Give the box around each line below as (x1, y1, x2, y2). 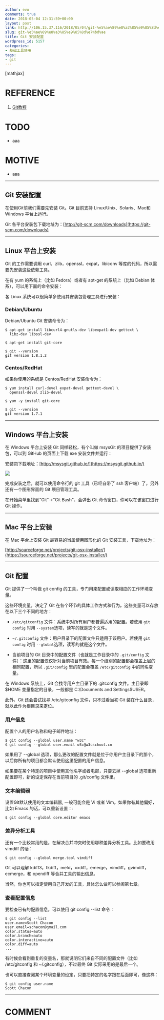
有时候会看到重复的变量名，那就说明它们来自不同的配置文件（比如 (5, 955, 138, 961)
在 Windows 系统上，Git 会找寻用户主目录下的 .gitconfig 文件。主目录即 (5, 680, 149, 686)
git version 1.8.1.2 (5, 353, 47, 358)
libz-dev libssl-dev (9, 331, 51, 337)
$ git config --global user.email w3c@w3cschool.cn (5, 742, 112, 747)
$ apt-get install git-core (5, 340, 62, 345)
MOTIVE (5, 155, 40, 166)
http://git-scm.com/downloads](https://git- (64, 221, 151, 227)
